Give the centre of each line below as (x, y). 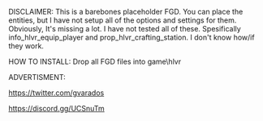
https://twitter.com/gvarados (56, 93)
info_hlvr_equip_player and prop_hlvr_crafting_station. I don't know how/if (131, 37)
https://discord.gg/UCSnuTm (57, 108)
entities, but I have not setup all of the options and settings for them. (123, 20)
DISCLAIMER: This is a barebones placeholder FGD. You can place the (126, 12)
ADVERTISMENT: (37, 77)
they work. (26, 46)
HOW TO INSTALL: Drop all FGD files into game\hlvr (95, 61)
